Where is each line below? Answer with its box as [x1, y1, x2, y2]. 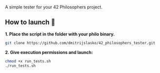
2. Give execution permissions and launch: [5, 49, 93, 55]
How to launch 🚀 [5, 18, 55, 26]
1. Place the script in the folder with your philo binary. [5, 31, 115, 37]
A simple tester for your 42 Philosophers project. [5, 4, 103, 10]
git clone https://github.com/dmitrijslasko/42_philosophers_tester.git [5, 40, 156, 45]
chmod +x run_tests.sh [5, 58, 51, 64]
